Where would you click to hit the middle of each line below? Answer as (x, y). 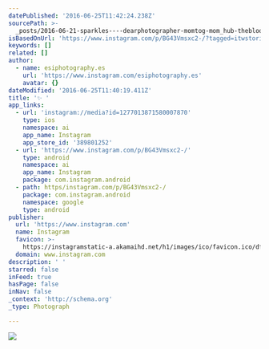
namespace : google (53, 202)
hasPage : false (34, 284)
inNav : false (30, 292)
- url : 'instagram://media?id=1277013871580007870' (104, 113)
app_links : (26, 105)
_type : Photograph (39, 306)
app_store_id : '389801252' (68, 142)
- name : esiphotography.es (60, 68)
